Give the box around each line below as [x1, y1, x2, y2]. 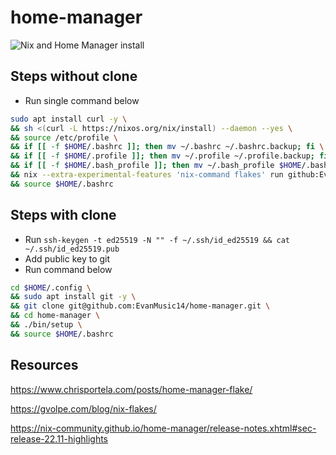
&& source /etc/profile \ [10, 132, 118, 143]
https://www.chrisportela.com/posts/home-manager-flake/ [10, 383, 253, 395]
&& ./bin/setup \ [10, 320, 83, 330]
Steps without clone [10, 68, 138, 85]
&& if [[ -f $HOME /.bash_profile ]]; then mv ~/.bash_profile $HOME [10, 161, 302, 171]
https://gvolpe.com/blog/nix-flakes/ [10, 402, 157, 415]
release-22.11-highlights [10, 432, 109, 445]
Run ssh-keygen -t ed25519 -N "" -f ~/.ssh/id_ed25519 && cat [24, 233, 291, 245]
